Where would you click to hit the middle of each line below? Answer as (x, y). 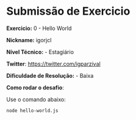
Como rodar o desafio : (35, 88)
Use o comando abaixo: (36, 99)
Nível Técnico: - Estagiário (40, 52)
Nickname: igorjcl (29, 40)
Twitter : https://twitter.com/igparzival (53, 64)
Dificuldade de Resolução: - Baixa (50, 75)
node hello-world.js (33, 111)
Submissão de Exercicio (68, 11)
